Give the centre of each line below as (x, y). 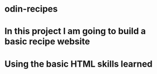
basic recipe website (47, 42)
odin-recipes (31, 9)
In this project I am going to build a (75, 31)
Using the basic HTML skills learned (78, 64)
